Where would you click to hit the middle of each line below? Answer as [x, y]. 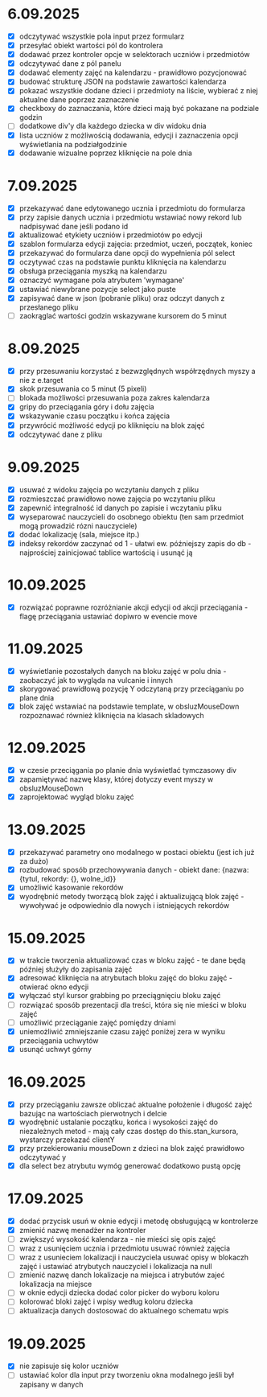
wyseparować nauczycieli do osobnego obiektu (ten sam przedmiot [131, 516]
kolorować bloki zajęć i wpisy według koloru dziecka [106, 1302]
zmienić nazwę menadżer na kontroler [82, 1230]
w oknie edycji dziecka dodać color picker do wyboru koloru [119, 1292]
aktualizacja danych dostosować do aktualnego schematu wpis [124, 1311]
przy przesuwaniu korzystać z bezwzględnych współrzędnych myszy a [137, 372]
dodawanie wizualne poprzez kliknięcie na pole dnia [105, 153]
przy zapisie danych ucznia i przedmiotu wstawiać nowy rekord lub [130, 217]
